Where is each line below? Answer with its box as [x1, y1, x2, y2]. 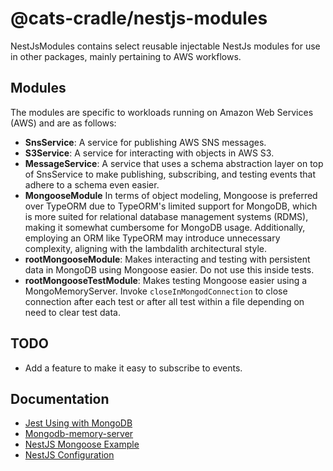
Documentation [10, 390, 110, 407]
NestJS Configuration [24, 449, 115, 461]
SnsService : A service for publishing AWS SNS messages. [24, 136, 267, 148]
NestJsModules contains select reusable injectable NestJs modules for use [10, 40, 321, 52]
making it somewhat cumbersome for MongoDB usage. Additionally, [24, 221, 306, 233]
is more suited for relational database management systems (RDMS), [24, 210, 309, 222]
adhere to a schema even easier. [24, 178, 160, 191]
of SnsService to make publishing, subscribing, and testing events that [24, 168, 317, 180]
